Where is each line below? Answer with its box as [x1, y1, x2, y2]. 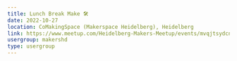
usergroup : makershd [7, 36, 68, 43]
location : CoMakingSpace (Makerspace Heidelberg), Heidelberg [7, 23, 194, 30]
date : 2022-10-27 [7, 17, 59, 24]
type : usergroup [7, 43, 55, 50]
